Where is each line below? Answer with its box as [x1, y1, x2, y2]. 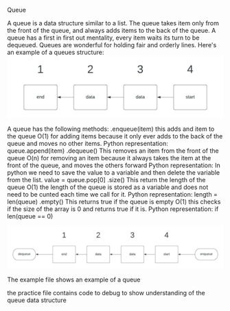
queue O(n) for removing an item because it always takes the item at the [7, 154, 211, 162]
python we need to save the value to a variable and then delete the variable [7, 169, 220, 177]
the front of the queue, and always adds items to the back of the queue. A [7, 27, 216, 34]
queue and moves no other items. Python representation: [7, 140, 168, 148]
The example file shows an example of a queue [7, 275, 141, 284]
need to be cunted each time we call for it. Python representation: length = [7, 190, 218, 199]
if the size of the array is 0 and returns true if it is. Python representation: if [7, 205, 219, 213]
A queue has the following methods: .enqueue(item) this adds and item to [7, 125, 215, 133]
